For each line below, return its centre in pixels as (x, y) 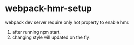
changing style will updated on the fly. (51, 37)
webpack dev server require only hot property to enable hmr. (67, 22)
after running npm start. (36, 32)
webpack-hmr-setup (49, 9)
